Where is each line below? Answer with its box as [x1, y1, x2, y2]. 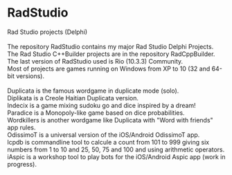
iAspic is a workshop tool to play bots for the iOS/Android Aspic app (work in [7, 152, 226, 160]
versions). [16, 71, 45, 80]
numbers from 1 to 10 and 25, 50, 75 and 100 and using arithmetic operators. [7, 145, 225, 154]
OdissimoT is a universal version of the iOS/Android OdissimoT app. [7, 130, 200, 139]
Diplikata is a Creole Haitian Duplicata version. [7, 93, 139, 102]
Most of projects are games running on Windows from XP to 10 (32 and [7, 64, 211, 73]
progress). [7, 160, 37, 168]
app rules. [7, 123, 36, 131]
